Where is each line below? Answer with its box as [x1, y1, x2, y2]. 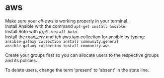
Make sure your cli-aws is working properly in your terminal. [5, 18, 129, 24]
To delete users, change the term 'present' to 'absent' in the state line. [5, 67, 149, 73]
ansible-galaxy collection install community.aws [5, 43, 110, 48]
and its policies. [5, 57, 37, 63]
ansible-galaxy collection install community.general [5, 39, 119, 44]
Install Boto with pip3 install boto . [5, 28, 79, 34]
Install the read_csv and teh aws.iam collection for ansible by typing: [5, 34, 145, 40]
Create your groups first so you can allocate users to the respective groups [5, 52, 159, 58]
